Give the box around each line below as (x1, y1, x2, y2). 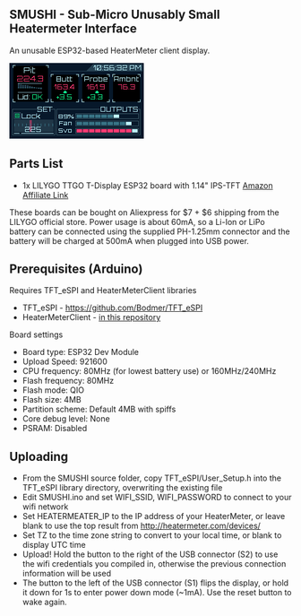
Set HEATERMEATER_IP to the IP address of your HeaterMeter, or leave (21, 511, 286, 522)
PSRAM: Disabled (21, 423, 88, 434)
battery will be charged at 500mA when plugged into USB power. (9, 235, 249, 246)
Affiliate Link (21, 189, 69, 200)
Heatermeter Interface (9, 22, 137, 37)
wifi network (21, 501, 69, 512)
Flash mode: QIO (21, 385, 85, 395)
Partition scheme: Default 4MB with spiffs (21, 403, 176, 415)
